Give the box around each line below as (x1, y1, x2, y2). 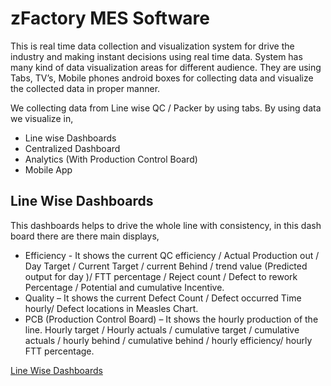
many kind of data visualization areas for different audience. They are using (10, 61, 322, 73)
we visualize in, (10, 112, 74, 124)
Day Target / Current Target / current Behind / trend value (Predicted (24, 260, 308, 272)
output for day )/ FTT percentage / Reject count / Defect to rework (24, 270, 298, 282)
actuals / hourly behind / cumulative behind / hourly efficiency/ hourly (24, 334, 313, 346)
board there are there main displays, (10, 230, 160, 242)
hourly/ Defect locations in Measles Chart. (24, 302, 199, 314)
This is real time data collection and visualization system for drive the (10, 40, 295, 52)
